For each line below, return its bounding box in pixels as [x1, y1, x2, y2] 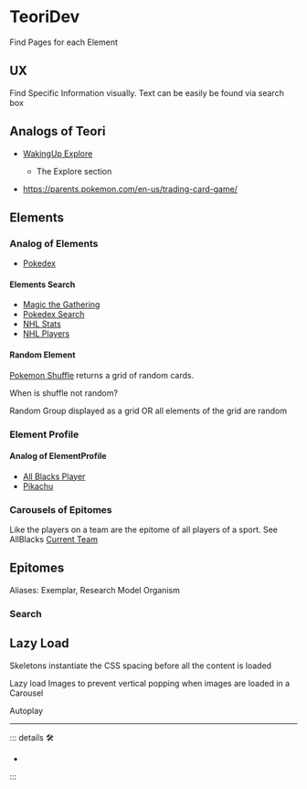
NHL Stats [22, 318, 61, 330]
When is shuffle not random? [9, 387, 119, 399]
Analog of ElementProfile [9, 451, 107, 462]
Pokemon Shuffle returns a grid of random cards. [9, 369, 195, 380]
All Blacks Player [22, 471, 86, 482]
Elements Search [9, 279, 76, 290]
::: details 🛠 [9, 731, 55, 742]
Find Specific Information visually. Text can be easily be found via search [9, 87, 285, 98]
